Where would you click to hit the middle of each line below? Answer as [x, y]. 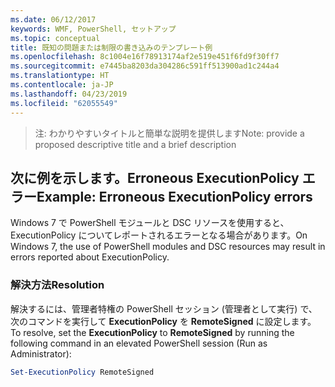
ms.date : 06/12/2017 [53, 19]
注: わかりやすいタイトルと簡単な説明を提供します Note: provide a [169, 133]
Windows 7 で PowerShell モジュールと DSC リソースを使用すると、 [150, 223]
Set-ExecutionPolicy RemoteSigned [82, 372]
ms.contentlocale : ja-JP [62, 85]
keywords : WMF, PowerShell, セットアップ [93, 29]
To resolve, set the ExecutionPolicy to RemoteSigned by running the [152, 332]
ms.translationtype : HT [60, 76]
